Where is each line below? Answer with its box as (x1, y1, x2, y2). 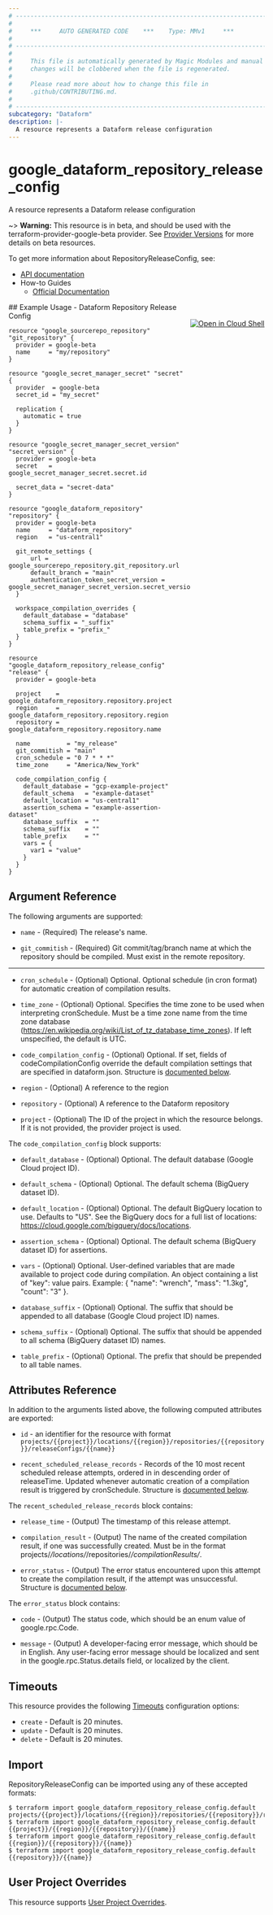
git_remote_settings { (15, 547, 93, 556)
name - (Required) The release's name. (19, 927, 148, 936)
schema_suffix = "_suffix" (23, 618, 115, 626)
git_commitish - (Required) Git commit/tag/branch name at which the (19, 943, 252, 953)
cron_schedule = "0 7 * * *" (15, 753, 115, 761)
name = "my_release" (15, 739, 118, 748)
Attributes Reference (8, 1383, 117, 1397)
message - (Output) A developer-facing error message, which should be (19, 1638, 258, 1648)
